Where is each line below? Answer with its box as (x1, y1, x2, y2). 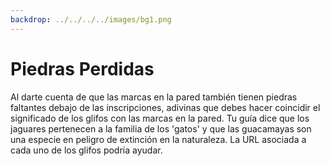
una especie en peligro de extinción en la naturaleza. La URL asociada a (10, 133, 307, 145)
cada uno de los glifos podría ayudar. (10, 144, 163, 156)
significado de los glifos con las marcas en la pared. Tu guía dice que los (10, 112, 310, 124)
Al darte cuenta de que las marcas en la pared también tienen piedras (10, 91, 298, 103)
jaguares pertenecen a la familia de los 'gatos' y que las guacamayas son (10, 122, 312, 135)
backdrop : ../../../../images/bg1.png (10, 14, 172, 25)
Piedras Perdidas (10, 57, 155, 80)
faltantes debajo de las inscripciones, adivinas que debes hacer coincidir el (10, 101, 321, 113)
